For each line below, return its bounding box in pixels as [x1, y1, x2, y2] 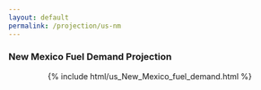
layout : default [8, 12, 69, 22]
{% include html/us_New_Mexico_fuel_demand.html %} [47, 70, 253, 81]
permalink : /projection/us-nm [8, 21, 122, 30]
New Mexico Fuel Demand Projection [8, 51, 172, 63]
